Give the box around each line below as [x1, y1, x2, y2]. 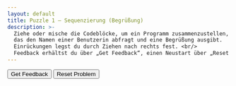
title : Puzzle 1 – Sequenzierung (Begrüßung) [7, 17, 143, 24]
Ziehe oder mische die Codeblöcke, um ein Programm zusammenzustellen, [13, 30, 230, 37]
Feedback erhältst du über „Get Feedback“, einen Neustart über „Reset [13, 50, 230, 57]
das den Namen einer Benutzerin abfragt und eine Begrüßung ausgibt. [13, 37, 223, 44]
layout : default [7, 10, 55, 18]
